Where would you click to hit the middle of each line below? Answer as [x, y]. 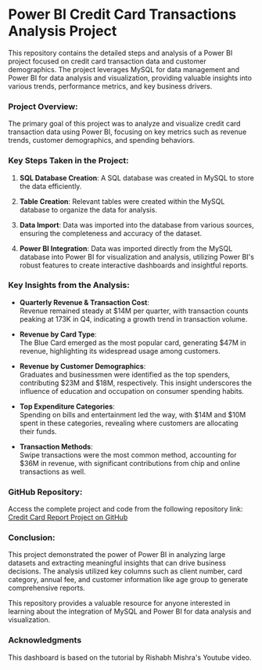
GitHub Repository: [45, 492]
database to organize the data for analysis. [88, 209]
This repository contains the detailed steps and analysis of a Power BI [120, 53]
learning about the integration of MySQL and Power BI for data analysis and [130, 612]
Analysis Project [63, 31]
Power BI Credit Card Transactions [122, 15]
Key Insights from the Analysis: [69, 286]
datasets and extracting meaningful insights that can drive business [117, 563]
